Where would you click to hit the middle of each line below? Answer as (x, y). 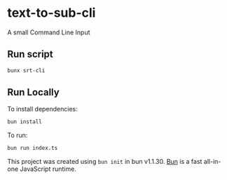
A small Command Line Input (49, 32)
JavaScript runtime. (48, 169)
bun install (25, 122)
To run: (18, 135)
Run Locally (33, 92)
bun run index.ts (33, 148)
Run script (30, 54)
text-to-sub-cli (51, 13)
